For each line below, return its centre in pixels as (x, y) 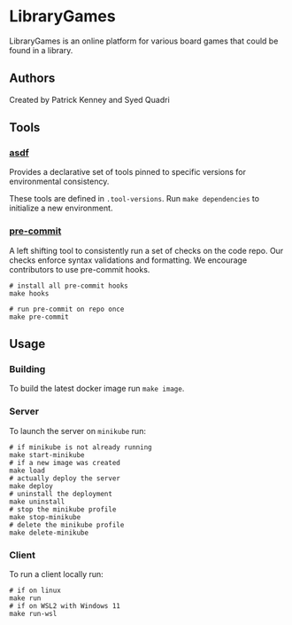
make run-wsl (33, 614)
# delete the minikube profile (67, 525)
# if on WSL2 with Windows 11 (65, 606)
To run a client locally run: (56, 574)
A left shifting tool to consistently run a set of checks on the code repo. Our (146, 250)
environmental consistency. (59, 182)
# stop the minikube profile (63, 509)
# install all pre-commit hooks (69, 286)
